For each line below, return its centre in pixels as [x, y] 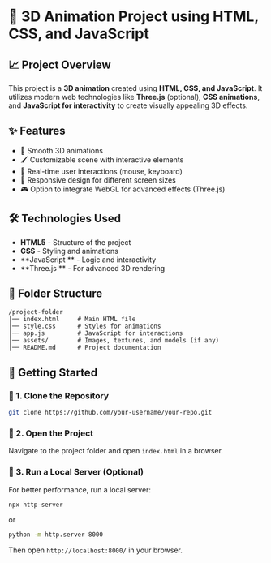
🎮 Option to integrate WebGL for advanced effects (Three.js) [123, 189]
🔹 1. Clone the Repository [59, 395]
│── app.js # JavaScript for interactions [96, 333]
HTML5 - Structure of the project [75, 242]
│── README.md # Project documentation [85, 348]
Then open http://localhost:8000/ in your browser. [95, 550]
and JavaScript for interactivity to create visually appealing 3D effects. [128, 105]
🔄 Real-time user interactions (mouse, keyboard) [101, 171]
